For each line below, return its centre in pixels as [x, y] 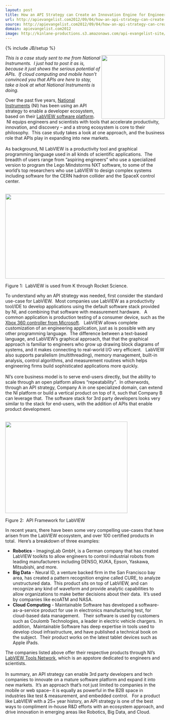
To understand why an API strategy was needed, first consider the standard [84, 296]
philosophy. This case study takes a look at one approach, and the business [85, 132]
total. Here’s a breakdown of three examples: [53, 541]
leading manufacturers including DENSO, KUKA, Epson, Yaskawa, [81, 562]
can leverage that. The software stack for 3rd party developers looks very [83, 398]
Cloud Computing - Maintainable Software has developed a [75, 605]
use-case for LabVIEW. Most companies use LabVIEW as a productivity [80, 301]
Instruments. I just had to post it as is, [45, 63]
